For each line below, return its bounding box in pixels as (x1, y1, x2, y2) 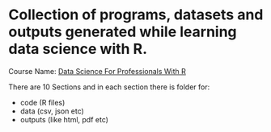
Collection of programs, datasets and (8, 6, 264, 24)
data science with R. (8, 40, 148, 58)
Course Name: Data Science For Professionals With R (8, 66, 186, 76)
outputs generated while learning (8, 23, 237, 41)
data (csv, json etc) (19, 106, 85, 116)
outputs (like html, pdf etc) (19, 114, 109, 124)
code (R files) (19, 97, 66, 107)
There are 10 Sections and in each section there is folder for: (8, 82, 210, 92)
